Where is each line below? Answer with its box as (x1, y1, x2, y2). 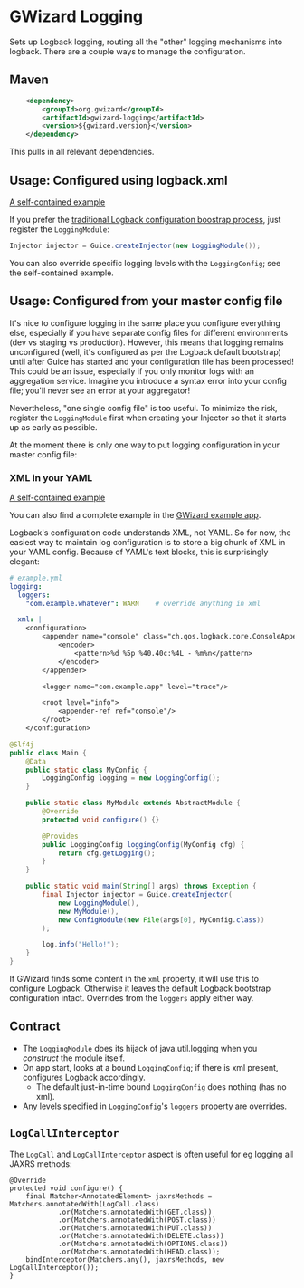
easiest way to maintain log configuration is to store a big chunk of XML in (9, 536, 286, 547)
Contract (9, 1019, 61, 1034)
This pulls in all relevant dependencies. (9, 147, 155, 158)
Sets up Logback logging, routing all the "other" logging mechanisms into (9, 36, 283, 47)
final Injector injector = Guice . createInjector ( (42, 890, 233, 899)
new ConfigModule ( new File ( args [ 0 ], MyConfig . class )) (57, 915, 265, 925)
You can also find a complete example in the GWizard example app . (9, 509, 261, 520)
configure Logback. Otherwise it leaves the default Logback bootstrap (9, 983, 271, 994)
